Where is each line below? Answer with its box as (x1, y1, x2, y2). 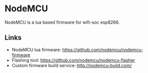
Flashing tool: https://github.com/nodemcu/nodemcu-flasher (11, 57, 135, 63)
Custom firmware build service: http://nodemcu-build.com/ (11, 62, 132, 68)
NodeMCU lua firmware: (11, 46, 62, 52)
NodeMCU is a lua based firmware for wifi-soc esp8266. (4, 19, 120, 25)
